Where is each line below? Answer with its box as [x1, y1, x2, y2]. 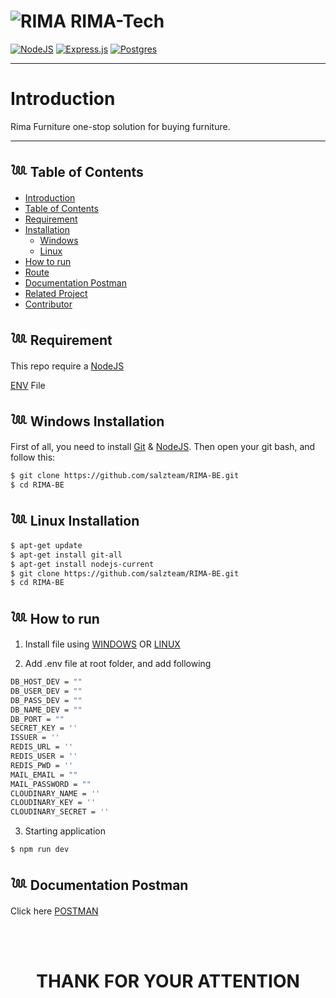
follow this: [10, 451, 56, 464]
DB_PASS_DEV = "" [10, 695, 83, 705]
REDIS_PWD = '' [10, 760, 74, 770]
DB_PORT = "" [10, 714, 65, 724]
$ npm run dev [10, 845, 70, 855]
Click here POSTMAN [10, 905, 99, 917]
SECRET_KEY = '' [10, 723, 78, 734]
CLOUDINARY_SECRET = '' [10, 807, 110, 817]
